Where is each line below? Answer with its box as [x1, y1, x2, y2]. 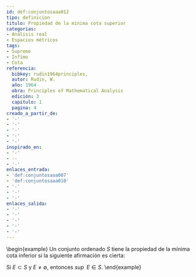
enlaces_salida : [6, 201, 47, 207]
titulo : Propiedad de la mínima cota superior [6, 20, 126, 26]
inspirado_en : [6, 144, 42, 150]
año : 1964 [12, 82, 36, 88]
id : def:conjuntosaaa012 [6, 8, 69, 15]
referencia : [6, 65, 36, 72]
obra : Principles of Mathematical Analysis [12, 88, 123, 94]
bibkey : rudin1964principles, [12, 71, 88, 77]
